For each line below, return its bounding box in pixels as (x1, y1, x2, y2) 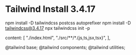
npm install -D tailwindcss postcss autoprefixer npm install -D (5, 20, 131, 26)
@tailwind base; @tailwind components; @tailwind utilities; (5, 44, 126, 50)
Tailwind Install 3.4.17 (5, 3, 96, 15)
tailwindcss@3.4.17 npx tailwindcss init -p (5, 25, 90, 31)
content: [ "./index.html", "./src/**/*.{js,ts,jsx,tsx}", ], (5, 35, 111, 41)
